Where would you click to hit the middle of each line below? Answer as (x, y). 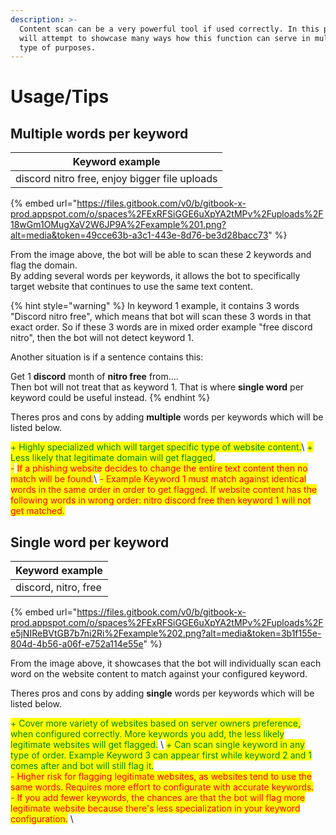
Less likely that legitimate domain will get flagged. (113, 458)
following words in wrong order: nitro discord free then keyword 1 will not (161, 500)
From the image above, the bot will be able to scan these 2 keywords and (161, 255)
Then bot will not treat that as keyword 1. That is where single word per (157, 387)
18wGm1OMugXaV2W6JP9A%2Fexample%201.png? (118, 225)
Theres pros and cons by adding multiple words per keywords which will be (167, 417)
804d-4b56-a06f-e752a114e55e (77, 644)
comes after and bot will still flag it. (82, 766)
